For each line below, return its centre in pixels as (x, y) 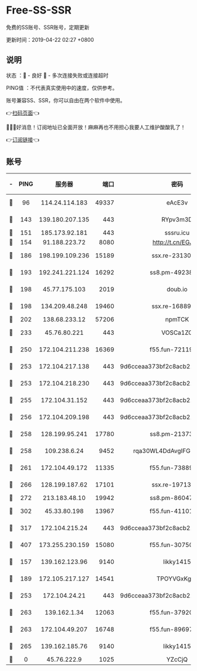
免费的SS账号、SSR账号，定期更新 (48, 27)
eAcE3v (177, 202)
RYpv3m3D (177, 219)
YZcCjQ (177, 659)
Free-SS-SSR (39, 10)
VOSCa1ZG (177, 333)
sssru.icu (177, 233)
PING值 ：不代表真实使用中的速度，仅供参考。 (62, 88)
